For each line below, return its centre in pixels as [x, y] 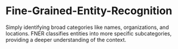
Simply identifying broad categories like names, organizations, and [87, 27]
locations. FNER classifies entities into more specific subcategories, [89, 33]
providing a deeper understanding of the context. [66, 40]
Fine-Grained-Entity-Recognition [89, 11]
